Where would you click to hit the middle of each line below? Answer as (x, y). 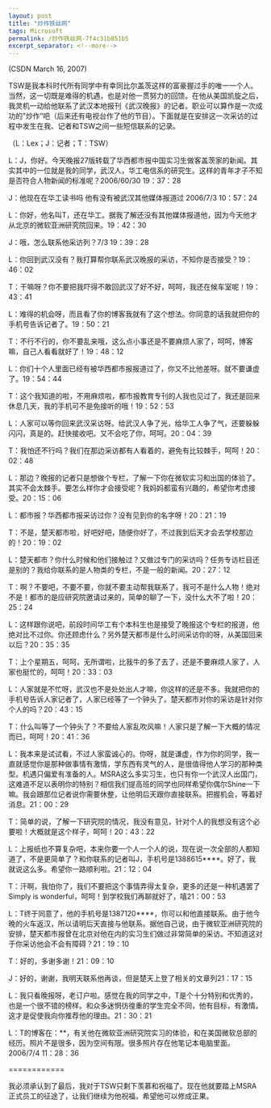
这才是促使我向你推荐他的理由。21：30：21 (80, 1016)
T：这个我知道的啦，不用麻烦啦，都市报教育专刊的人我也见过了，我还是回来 (134, 396)
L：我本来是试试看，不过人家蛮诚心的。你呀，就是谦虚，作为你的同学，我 (130, 754)
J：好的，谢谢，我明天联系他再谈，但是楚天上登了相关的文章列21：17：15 (130, 979)
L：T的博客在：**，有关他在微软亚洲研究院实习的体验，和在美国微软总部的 (133, 1033)
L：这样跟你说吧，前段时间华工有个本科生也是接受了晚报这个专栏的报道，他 (134, 624)
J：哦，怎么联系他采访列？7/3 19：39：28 (79, 243)
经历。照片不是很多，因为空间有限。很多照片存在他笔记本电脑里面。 (121, 1043)
